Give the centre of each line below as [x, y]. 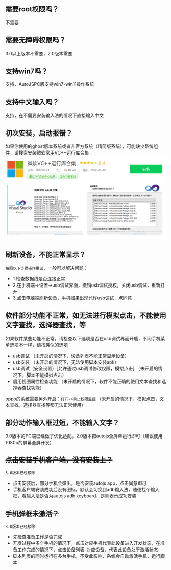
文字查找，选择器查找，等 [45, 325]
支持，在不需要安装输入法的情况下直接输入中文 [54, 115]
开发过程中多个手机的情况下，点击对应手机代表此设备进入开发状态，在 [87, 543]
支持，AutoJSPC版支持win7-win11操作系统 [50, 84]
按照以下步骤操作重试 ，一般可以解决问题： [47, 268]
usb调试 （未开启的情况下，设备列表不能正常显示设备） [71, 356]
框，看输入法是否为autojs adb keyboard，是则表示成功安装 [75, 496]
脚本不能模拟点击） [46, 375]
